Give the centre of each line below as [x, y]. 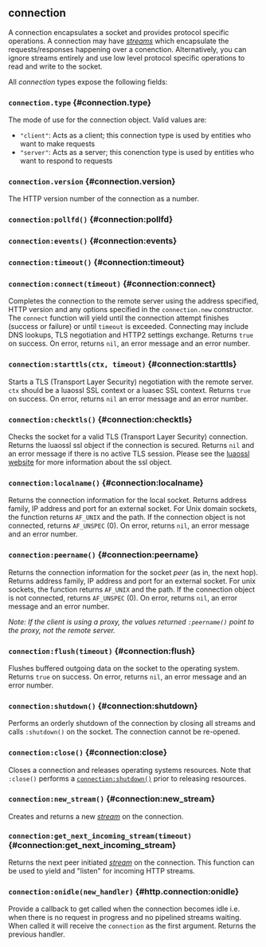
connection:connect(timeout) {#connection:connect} [112, 284]
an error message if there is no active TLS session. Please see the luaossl [129, 454]
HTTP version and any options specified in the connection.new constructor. [131, 310]
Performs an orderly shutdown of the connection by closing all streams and [132, 723]
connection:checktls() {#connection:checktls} [100, 419]
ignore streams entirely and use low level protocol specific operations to [127, 57]
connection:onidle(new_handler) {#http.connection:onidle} [124, 892]
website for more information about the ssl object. [90, 462]
